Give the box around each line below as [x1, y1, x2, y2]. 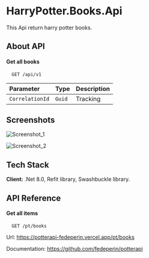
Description [76, 84, 110, 93]
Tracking [76, 95, 101, 103]
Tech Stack [6, 160, 49, 170]
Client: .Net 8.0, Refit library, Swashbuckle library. [6, 175, 130, 183]
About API [6, 41, 45, 51]
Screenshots [6, 115, 55, 125]
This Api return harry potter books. [6, 24, 93, 31]
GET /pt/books [11, 223, 47, 229]
